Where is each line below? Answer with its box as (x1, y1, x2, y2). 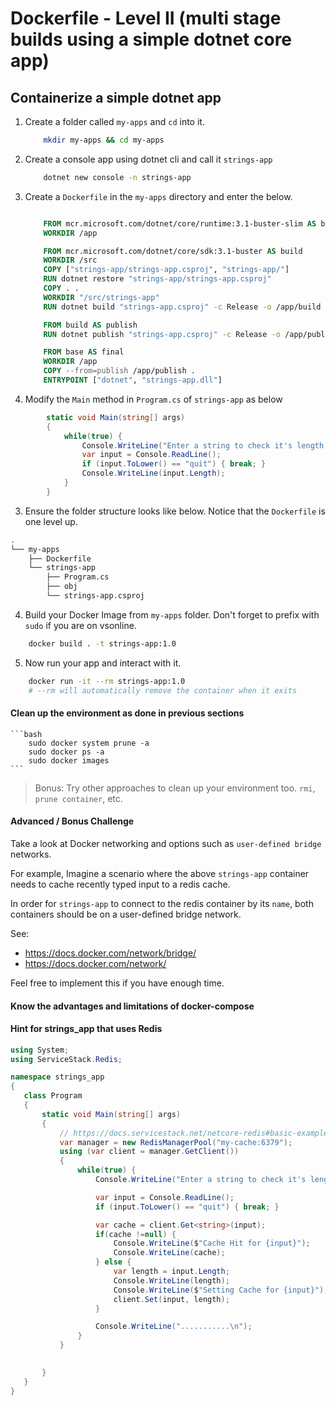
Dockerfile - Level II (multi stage (10, 7, 282, 30)
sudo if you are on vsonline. (24, 619, 137, 631)
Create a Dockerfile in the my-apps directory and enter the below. (24, 190, 293, 202)
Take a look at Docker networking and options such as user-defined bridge (10, 837, 322, 849)
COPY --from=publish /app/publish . (43, 366, 196, 376)
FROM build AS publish (43, 320, 138, 330)
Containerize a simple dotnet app (10, 89, 222, 106)
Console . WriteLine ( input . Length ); (81, 468, 226, 479)
